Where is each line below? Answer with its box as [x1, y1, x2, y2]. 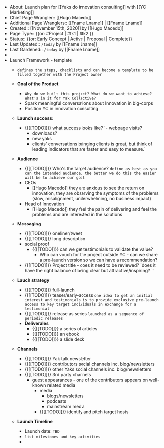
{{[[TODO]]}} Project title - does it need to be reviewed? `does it [24, 262, 156, 268]
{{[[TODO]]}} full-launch [24, 287, 75, 293]
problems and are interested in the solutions [32, 212, 123, 217]
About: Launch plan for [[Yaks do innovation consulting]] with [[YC [9, 4, 147, 10]
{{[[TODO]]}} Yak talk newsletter [24, 356, 91, 361]
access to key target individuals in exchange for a [24, 302, 137, 307]
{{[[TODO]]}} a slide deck [32, 336, 84, 342]
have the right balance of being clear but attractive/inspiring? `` [24, 268, 154, 273]
